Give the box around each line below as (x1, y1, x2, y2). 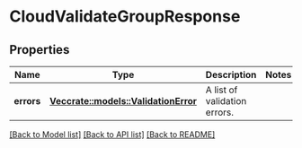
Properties (9, 42, 70, 57)
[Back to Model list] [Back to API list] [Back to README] (9, 129, 216, 140)
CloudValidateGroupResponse (9, 6, 241, 27)
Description (205, 69, 257, 81)
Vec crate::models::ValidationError (49, 95, 198, 107)
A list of (205, 83, 238, 96)
